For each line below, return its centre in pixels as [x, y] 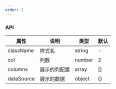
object [82, 78]
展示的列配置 [55, 69]
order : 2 [14, 10]
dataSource [21, 78]
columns [18, 69]
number [84, 59]
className [21, 50]
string [81, 50]
